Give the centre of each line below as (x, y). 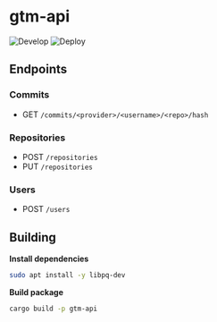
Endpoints (38, 69)
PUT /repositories (58, 166)
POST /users (46, 209)
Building (33, 237)
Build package (37, 292)
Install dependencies (49, 259)
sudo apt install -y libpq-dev (67, 275)
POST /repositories (60, 157)
